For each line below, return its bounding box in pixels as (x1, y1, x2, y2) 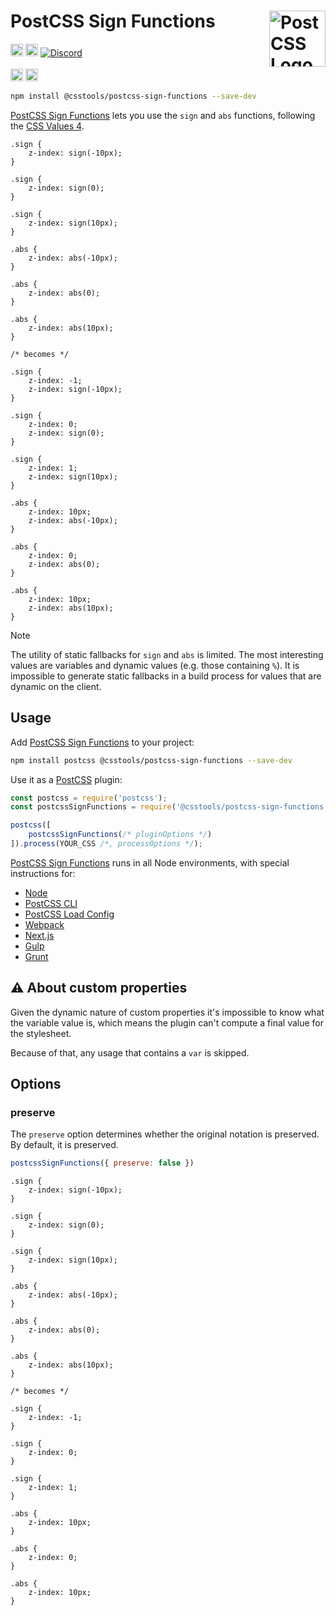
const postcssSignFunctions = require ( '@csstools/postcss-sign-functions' (10, 802, 329, 812)
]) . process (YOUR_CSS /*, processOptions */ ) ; (10, 839, 203, 849)
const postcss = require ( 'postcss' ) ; (10, 793, 168, 803)
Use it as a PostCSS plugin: (10, 773, 123, 785)
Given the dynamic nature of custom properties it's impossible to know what (10, 1006, 325, 1018)
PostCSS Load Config (24, 908, 115, 920)
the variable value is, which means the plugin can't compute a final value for (10, 1016, 324, 1029)
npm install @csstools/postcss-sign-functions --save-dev (10, 91, 257, 101)
